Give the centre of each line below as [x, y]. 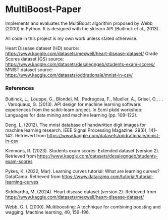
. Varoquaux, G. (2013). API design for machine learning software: [73, 104]
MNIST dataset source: [29, 70]
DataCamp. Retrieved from [33, 177]
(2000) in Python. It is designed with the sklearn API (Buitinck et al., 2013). [82, 28]
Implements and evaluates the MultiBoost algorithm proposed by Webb [79, 23]
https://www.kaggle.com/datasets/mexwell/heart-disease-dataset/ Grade [81, 53]
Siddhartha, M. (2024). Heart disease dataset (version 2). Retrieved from [81, 192]
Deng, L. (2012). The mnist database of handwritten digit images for [76, 125]
